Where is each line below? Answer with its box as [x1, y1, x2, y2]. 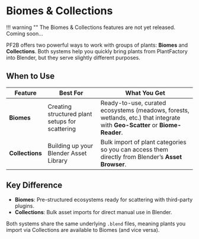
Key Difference [6, 180, 63, 190]
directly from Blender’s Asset [100, 153, 182, 161]
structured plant [47, 109, 92, 118]
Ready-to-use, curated [100, 99, 166, 107]
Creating [47, 102, 72, 111]
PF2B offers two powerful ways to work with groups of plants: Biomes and [6, 41, 188, 49]
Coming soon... [6, 30, 43, 37]
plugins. [14, 202, 34, 209]
